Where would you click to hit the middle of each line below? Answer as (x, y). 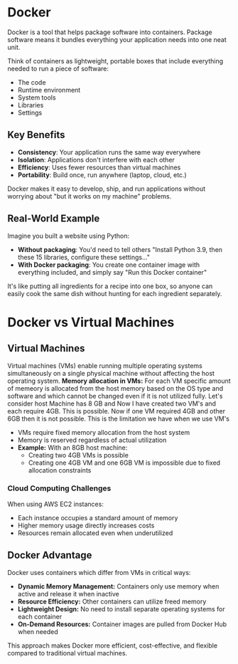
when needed (38, 631)
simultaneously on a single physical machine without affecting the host (111, 373)
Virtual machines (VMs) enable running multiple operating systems (105, 365)
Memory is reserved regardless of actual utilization (92, 440)
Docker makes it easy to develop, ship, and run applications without (107, 189)
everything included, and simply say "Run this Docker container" (112, 272)
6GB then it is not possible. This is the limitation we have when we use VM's (118, 418)
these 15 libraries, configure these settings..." (84, 257)
